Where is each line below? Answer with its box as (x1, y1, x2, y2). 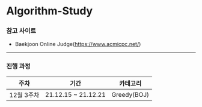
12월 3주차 (9, 91, 40, 99)
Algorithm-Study (6, 4, 93, 18)
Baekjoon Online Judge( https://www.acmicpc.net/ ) (14, 41, 141, 48)
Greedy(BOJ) (111, 90, 149, 99)
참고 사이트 (6, 27, 37, 35)
